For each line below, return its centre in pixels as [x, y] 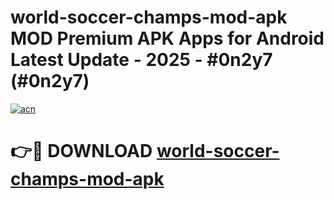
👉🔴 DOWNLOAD [81, 151]
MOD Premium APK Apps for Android [167, 38]
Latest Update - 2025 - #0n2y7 [141, 60]
